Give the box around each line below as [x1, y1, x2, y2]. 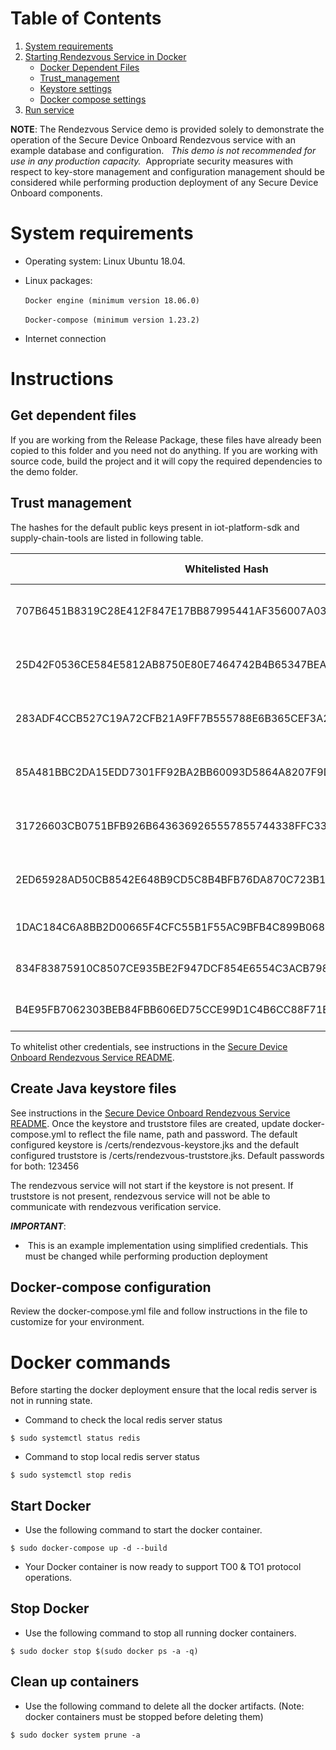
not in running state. [10, 1395, 93, 1407]
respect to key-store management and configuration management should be [10, 165, 325, 177]
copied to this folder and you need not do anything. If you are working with [10, 444, 318, 456]
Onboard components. [10, 187, 103, 199]
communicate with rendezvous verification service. [10, 1200, 222, 1212]
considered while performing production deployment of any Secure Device [10, 176, 319, 188]
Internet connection [24, 332, 107, 344]
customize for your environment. [10, 1316, 145, 1328]
